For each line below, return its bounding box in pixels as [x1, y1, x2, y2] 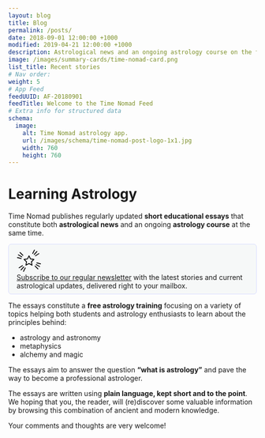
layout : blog [8, 11, 51, 20]
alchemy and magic [19, 349, 84, 360]
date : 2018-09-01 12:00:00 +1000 [8, 33, 118, 42]
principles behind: [8, 318, 67, 327]
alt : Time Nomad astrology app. [22, 129, 129, 137]
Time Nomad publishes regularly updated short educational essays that [8, 211, 244, 221]
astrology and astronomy [19, 333, 101, 342]
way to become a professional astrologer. [8, 373, 144, 383]
